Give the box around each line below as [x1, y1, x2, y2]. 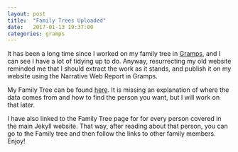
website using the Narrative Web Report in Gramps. [7, 72, 158, 81]
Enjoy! [7, 137, 26, 146]
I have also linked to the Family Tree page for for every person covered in [7, 115, 222, 123]
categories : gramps [7, 30, 65, 37]
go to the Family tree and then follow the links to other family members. [7, 129, 216, 138]
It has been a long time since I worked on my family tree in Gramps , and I [7, 49, 221, 58]
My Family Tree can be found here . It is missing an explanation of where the [7, 86, 229, 94]
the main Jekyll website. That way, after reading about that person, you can [7, 122, 229, 131]
